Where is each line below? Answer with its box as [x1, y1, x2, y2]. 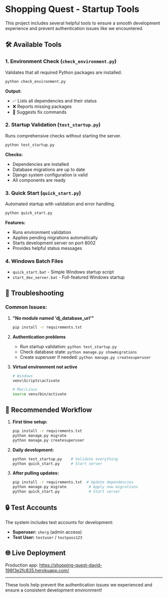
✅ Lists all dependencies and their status [12, 97, 97, 103]
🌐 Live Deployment [5, 549, 66, 558]
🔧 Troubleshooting [5, 289, 64, 297]
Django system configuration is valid [12, 171, 88, 178]
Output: [5, 88, 21, 94]
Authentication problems [12, 334, 66, 340]
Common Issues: [5, 304, 47, 311]
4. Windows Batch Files [5, 257, 63, 264]
